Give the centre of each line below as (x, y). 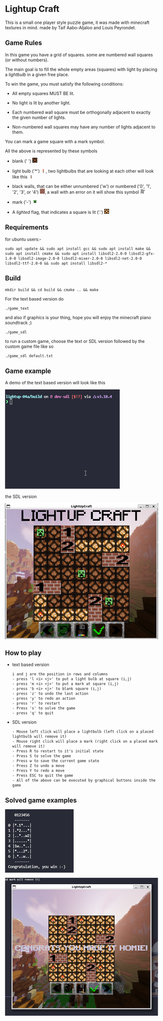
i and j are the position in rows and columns (60, 674)
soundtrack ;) (18, 323)
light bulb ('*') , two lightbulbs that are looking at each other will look (83, 171)
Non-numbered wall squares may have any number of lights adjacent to (84, 127)
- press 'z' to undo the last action (50, 694)
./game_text (17, 309)
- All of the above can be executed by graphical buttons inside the (84, 780)
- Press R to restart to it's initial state (58, 751)
